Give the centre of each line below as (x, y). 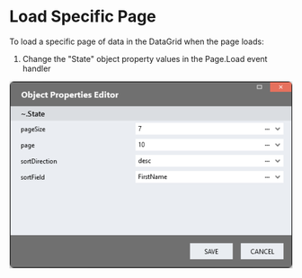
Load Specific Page (83, 17)
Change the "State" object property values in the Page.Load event (145, 58)
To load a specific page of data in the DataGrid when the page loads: (137, 41)
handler (36, 68)
